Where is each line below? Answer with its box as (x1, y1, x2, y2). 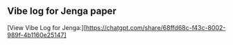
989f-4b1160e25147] (7, 31, 67, 39)
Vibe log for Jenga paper (7, 5, 116, 17)
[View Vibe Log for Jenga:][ (7, 23, 87, 31)
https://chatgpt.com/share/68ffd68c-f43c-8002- (85, 23, 226, 31)
